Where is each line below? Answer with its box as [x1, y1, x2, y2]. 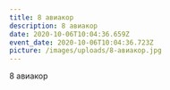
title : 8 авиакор [9, 12, 74, 22]
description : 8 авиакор [9, 21, 98, 30]
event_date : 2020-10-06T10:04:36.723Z [9, 37, 154, 47]
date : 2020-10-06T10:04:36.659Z [9, 29, 130, 38]
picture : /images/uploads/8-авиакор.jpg [9, 46, 163, 55]
